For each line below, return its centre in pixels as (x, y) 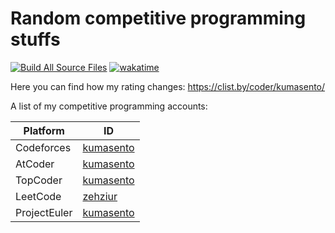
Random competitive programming (158, 18)
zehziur (100, 196)
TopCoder (39, 180)
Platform (44, 130)
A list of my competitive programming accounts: (109, 106)
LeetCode (38, 196)
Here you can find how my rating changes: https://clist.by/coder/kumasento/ (168, 86)
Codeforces (43, 147)
